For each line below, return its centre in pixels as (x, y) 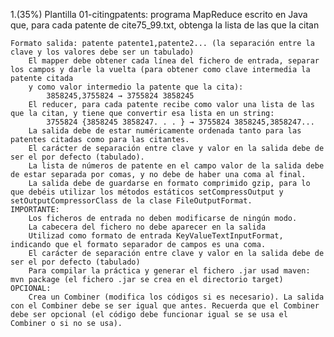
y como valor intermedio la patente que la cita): (136, 87)
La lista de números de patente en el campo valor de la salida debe (176, 166)
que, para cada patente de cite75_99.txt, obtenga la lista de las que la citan (165, 25)
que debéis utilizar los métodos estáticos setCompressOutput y (147, 192)
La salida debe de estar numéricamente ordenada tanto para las (165, 131)
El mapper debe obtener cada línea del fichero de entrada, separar (174, 61)
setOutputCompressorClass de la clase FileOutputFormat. (131, 201)
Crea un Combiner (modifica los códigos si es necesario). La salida (176, 297)
